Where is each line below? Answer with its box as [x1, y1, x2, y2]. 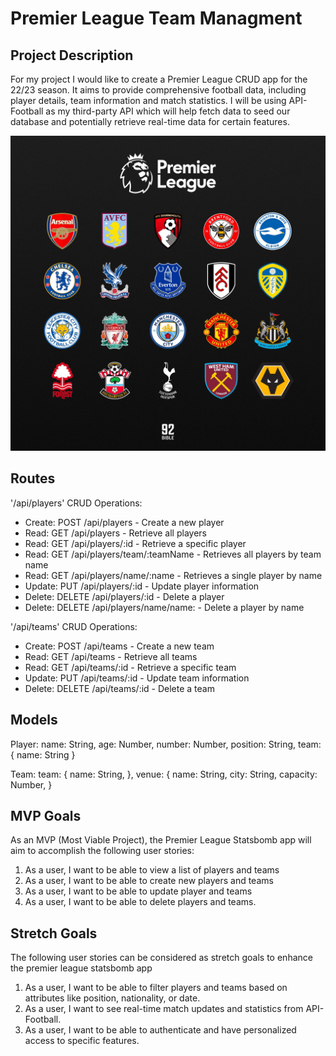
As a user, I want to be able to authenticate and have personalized [24, 1024, 297, 1036]
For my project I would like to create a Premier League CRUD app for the [10, 73, 308, 85]
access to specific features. [24, 1035, 140, 1047]
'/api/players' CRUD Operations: [10, 497, 143, 509]
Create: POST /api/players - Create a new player [24, 516, 225, 528]
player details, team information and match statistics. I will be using [10, 95, 287, 106]
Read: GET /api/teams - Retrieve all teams [24, 650, 198, 662]
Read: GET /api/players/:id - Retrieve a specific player [24, 537, 247, 549]
